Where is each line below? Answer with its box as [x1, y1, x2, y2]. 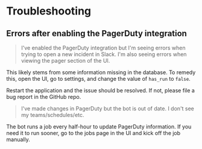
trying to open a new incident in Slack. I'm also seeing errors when [21, 51, 187, 58]
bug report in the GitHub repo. [6, 94, 81, 100]
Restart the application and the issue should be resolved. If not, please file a [6, 87, 195, 94]
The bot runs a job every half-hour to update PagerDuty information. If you [6, 123, 192, 130]
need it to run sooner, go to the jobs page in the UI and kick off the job [6, 130, 181, 136]
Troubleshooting [6, 4, 92, 18]
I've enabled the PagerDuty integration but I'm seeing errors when [21, 44, 186, 51]
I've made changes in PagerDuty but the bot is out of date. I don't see [21, 105, 195, 112]
